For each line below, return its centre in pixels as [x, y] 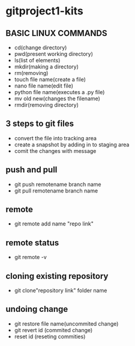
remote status [32, 243]
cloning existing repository [57, 276]
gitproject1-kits [44, 11]
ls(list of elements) [37, 60]
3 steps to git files [40, 124]
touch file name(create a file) [50, 79]
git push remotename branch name [58, 184]
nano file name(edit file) [43, 86]
